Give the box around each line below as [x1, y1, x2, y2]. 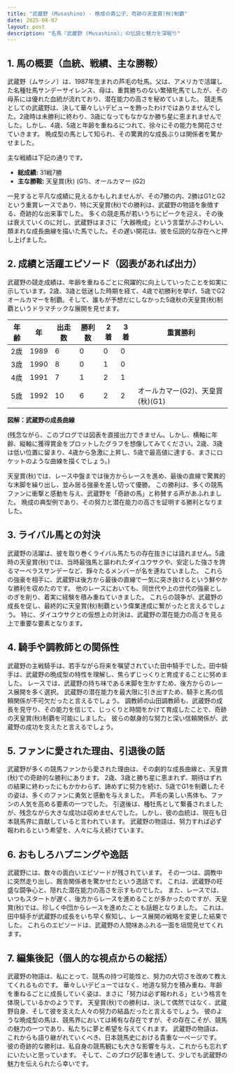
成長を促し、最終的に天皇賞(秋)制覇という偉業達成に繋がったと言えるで [7, 601, 214, 609]
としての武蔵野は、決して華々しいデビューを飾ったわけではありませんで [7, 104, 215, 112]
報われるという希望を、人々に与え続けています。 [7, 826, 148, 835]
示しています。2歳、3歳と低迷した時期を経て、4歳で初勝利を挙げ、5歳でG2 [7, 286, 226, 295]
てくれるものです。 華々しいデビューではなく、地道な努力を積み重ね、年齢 [7, 980, 222, 989]
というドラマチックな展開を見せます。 [13, 304, 124, 312]
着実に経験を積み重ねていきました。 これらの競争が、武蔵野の [43, 593, 224, 601]
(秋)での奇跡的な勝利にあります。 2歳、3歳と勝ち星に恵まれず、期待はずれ [7, 774, 222, 782]
